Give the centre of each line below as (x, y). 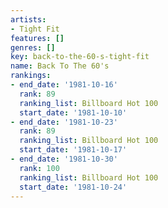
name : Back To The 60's (60, 66)
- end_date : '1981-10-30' (64, 159)
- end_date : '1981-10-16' (64, 85)
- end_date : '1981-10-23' (64, 122)
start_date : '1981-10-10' (73, 112)
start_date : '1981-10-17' (73, 150)
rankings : (31, 76)
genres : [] (33, 47)
